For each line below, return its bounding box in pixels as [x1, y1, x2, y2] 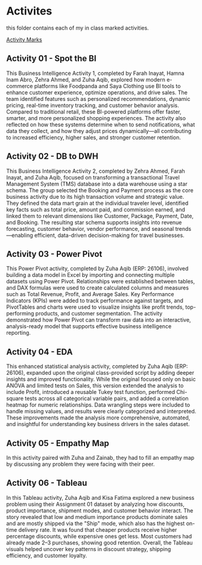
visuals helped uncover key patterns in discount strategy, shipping [6, 545, 171, 552]
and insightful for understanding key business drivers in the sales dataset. [6, 421, 190, 428]
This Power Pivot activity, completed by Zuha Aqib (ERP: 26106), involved [6, 265, 189, 273]
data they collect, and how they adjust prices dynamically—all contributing [6, 127, 192, 134]
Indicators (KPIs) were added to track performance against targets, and [6, 297, 184, 305]
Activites [6, 4, 52, 18]
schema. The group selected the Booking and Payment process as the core [6, 186, 194, 194]
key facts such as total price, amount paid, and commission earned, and [6, 205, 186, 213]
